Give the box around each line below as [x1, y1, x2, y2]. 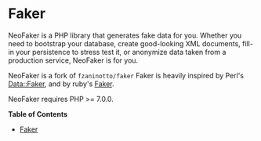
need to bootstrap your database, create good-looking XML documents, [8, 38, 241, 48]
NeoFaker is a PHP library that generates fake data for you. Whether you [8, 31, 242, 40]
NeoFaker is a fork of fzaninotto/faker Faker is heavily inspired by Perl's [8, 70, 245, 80]
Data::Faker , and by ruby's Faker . [8, 79, 114, 89]
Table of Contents [8, 109, 68, 118]
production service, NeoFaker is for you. [8, 56, 139, 65]
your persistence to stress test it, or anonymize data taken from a [15, 47, 227, 56]
